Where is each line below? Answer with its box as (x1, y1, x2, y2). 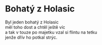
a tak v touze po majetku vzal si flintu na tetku (5, 29, 98, 35)
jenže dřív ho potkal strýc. (5, 34, 58, 40)
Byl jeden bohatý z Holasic (5, 19, 59, 25)
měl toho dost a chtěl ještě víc (5, 24, 65, 30)
